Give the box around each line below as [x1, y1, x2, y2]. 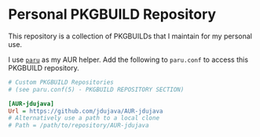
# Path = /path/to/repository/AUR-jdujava [8, 121, 149, 130]
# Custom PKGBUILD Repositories [8, 78, 114, 86]
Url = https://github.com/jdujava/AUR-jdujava [8, 107, 163, 115]
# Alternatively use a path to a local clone [8, 114, 159, 122]
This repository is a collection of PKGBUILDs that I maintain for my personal [8, 31, 253, 41]
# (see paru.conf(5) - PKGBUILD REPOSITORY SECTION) [8, 85, 185, 93]
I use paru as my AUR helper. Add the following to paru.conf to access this [8, 55, 249, 64]
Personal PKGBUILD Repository [8, 5, 217, 23]
